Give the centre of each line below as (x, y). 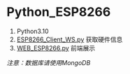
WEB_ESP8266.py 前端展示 (56, 48)
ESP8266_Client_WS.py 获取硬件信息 (70, 39)
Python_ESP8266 (59, 12)
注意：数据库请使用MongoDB (49, 62)
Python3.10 (33, 31)
